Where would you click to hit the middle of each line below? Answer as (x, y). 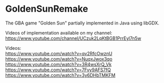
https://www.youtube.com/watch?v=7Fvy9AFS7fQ (58, 70)
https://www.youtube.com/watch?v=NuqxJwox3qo (59, 59)
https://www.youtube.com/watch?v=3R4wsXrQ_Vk (59, 64)
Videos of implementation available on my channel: (59, 33)
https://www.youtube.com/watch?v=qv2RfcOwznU (59, 53)
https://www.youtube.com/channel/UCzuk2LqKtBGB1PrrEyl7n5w (73, 38)
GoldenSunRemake (47, 9)
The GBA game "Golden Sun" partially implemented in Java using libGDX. (82, 23)
